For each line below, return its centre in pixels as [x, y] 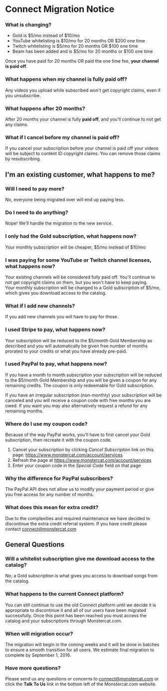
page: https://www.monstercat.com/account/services [68, 455]
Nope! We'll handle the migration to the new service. [59, 223]
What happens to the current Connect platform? [65, 594]
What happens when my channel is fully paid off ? [66, 79]
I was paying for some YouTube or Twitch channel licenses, [78, 260]
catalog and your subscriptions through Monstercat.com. [64, 621]
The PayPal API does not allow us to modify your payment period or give [80, 489]
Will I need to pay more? [35, 189]
